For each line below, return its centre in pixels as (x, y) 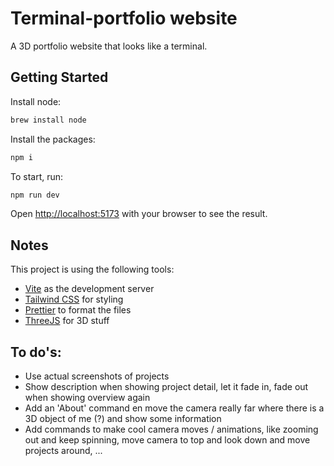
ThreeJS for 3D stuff (67, 321)
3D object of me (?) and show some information (123, 418)
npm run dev (35, 195)
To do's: (36, 352)
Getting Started (59, 77)
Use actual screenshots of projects (97, 376)
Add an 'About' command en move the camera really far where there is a (174, 408)
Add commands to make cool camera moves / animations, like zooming (171, 429)
